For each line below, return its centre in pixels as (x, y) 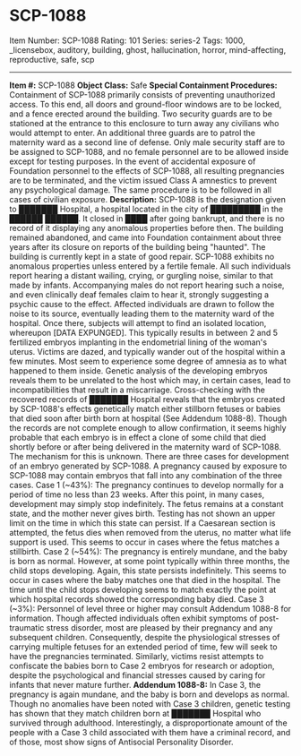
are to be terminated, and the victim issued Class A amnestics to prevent (143, 180)
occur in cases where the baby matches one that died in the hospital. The (145, 580)
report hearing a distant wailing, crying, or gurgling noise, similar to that (141, 275)
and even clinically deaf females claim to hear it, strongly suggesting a (139, 294)
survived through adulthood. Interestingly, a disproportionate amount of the (149, 723)
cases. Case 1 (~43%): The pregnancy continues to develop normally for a (146, 485)
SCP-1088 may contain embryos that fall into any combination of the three (146, 475)
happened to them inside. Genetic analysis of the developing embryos (139, 370)
